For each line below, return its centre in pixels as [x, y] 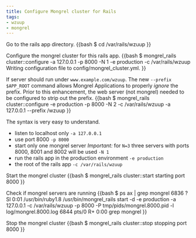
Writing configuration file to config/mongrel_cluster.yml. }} [76, 68]
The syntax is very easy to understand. [53, 122]
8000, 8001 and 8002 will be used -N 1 [62, 152]
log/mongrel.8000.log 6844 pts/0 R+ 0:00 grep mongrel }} [77, 212]
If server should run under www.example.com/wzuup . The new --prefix [89, 80]
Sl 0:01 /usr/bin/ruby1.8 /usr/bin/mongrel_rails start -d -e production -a [91, 199]
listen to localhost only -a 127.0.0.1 [58, 133]
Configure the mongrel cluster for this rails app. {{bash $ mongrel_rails [91, 56]
